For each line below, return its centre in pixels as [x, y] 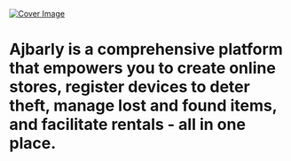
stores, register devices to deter [130, 87]
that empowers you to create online [143, 69]
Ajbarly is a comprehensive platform [146, 50]
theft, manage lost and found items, [143, 106]
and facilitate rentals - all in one [128, 125]
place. [32, 144]
